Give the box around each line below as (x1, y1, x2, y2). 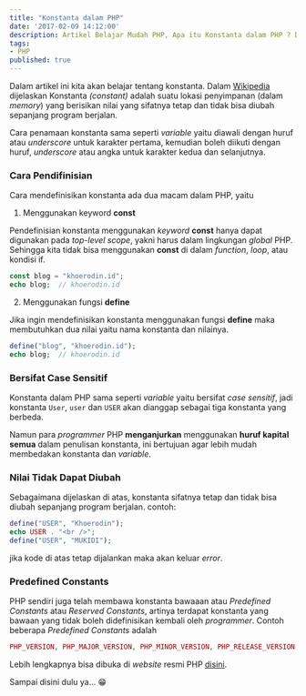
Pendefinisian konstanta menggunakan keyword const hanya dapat (9, 225, 262, 237)
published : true (9, 55, 71, 65)
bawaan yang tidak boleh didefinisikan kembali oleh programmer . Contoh (9, 615, 284, 626)
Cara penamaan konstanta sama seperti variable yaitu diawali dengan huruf (9, 127, 294, 137)
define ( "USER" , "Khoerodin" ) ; (9, 519, 125, 529)
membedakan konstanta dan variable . (9, 449, 152, 459)
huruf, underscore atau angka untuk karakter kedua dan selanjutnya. (9, 146, 266, 157)
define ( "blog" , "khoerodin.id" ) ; (9, 342, 137, 351)
